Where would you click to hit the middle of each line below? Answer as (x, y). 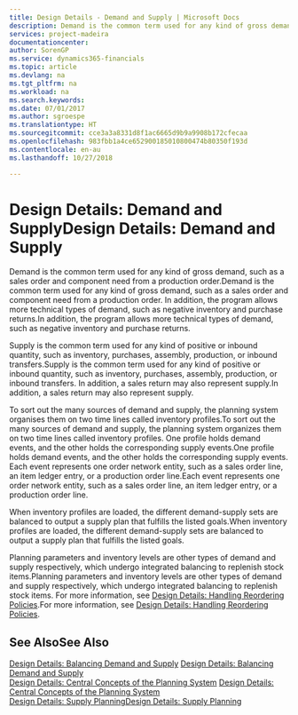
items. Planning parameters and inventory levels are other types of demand (145, 576)
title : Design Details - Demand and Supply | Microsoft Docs (125, 17)
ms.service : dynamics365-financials (77, 59)
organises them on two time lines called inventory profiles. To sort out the (142, 419)
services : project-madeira (59, 34)
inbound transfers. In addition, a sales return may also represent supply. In (144, 384)
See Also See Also (59, 642)
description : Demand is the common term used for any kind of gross (138, 26)
